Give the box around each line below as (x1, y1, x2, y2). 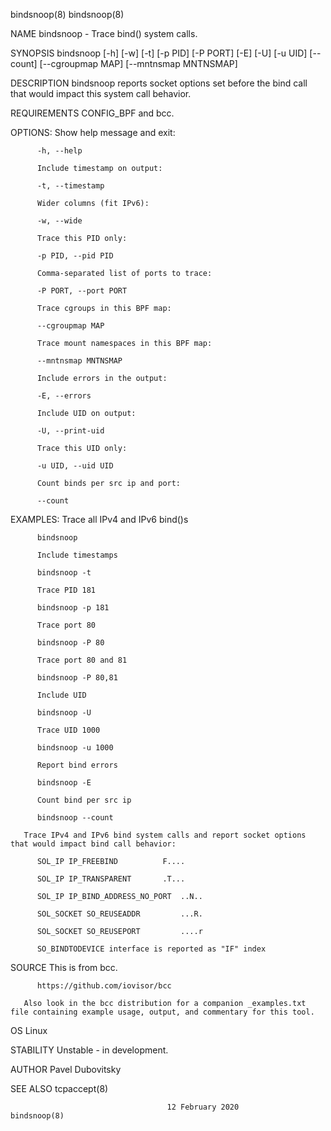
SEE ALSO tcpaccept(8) (10, 1083, 109, 1094)
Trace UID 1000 (36, 725, 101, 735)
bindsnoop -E (36, 778, 92, 788)
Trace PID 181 (36, 585, 97, 595)
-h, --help (36, 146, 83, 156)
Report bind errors (36, 760, 118, 770)
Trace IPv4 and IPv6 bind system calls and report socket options (23, 830, 307, 840)
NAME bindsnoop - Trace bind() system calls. (10, 28, 198, 39)
